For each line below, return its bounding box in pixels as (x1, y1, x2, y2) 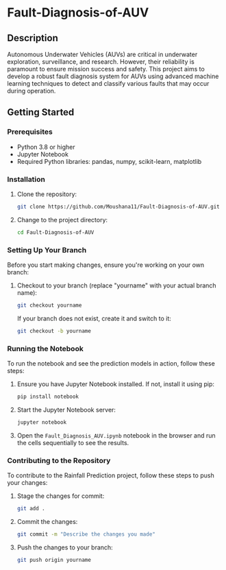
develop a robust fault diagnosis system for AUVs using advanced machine (7, 72, 219, 80)
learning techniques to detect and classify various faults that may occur (7, 80, 210, 87)
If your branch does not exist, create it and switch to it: (16, 314, 171, 322)
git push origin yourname (16, 556, 91, 563)
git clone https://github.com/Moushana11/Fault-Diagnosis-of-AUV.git (16, 203, 221, 210)
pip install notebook (16, 393, 79, 401)
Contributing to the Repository (7, 455, 111, 465)
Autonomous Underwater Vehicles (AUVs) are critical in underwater (7, 50, 198, 58)
